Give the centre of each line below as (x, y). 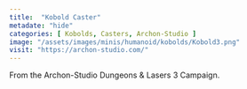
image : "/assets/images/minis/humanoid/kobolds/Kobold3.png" (125, 42)
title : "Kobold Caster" (55, 17)
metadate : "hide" (41, 26)
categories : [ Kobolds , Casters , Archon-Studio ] (103, 33)
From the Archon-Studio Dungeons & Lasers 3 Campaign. (115, 75)
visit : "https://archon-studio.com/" (79, 50)
